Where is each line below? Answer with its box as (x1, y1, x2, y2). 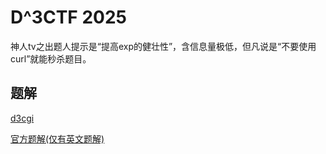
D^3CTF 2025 (10, 6, 127, 29)
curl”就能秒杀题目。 (10, 52, 92, 65)
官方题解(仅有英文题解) (10, 132, 105, 145)
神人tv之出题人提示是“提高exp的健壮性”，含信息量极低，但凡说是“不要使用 (10, 40, 317, 52)
